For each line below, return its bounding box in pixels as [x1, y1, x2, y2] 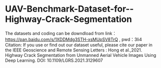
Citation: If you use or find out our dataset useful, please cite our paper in [5, 42, 153, 48]
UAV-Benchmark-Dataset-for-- [5, 3, 134, 15]
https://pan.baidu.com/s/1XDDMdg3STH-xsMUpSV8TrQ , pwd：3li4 [5, 36, 142, 42]
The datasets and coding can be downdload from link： [5, 30, 117, 36]
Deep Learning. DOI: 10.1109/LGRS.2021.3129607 [5, 57, 103, 63]
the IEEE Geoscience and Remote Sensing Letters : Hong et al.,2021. [5, 47, 142, 53]
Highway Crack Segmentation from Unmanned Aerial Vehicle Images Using [5, 52, 157, 58]
